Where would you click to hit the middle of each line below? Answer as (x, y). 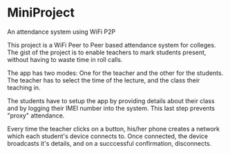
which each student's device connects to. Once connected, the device (108, 136)
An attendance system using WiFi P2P (61, 32)
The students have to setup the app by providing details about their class (111, 100)
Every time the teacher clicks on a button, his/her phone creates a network (113, 129)
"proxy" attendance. (36, 115)
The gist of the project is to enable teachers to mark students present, (107, 52)
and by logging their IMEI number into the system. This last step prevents (111, 108)
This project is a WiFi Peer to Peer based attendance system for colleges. (112, 45)
